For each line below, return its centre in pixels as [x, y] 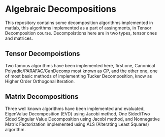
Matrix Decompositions [42, 97]
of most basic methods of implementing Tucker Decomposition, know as [79, 76]
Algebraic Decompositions [61, 9]
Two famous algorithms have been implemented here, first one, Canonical [80, 65]
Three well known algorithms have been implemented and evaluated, [75, 109]
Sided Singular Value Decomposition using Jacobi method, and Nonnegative [82, 119]
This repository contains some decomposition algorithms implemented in [79, 23]
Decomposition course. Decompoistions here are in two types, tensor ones [81, 33]
